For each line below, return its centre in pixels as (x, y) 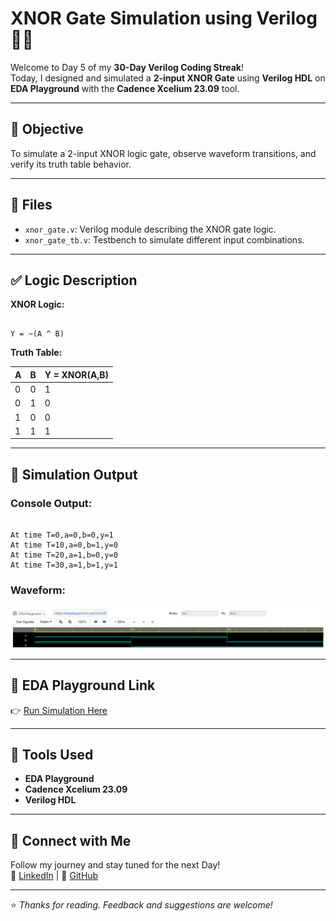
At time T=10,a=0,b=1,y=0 (64, 545)
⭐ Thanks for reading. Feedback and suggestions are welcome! (141, 905)
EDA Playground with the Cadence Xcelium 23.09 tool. (125, 88)
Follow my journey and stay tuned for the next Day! (115, 865)
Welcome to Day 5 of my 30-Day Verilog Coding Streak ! (127, 67)
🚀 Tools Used (52, 755)
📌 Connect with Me (71, 840)
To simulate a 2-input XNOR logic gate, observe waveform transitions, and (163, 153)
